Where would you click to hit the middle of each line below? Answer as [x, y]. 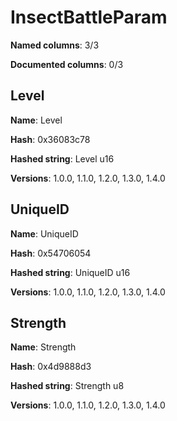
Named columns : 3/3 [55, 45]
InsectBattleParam [89, 17]
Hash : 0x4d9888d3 [51, 367]
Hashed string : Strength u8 [67, 386]
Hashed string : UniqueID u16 [70, 272]
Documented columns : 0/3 [67, 64]
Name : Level [36, 120]
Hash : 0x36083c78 [50, 139]
